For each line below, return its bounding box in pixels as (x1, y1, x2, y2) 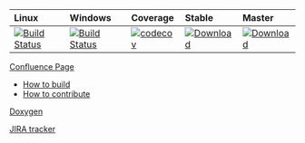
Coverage (131, 12, 174, 24)
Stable (184, 12, 213, 24)
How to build (22, 79, 71, 90)
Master (241, 12, 274, 24)
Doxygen (9, 106, 44, 117)
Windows (69, 12, 112, 24)
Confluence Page (9, 62, 74, 71)
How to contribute (22, 89, 91, 99)
